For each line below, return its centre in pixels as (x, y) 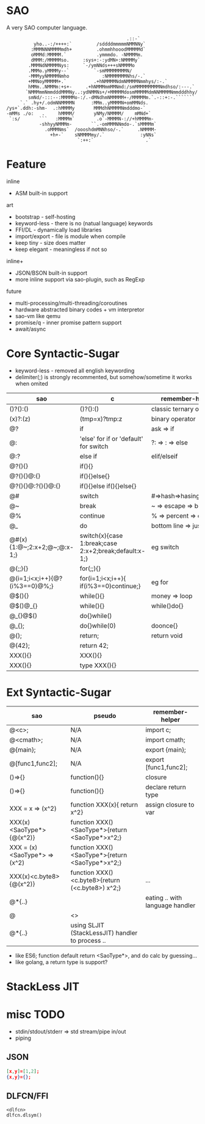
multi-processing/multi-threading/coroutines (71, 303)
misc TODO (36, 1015)
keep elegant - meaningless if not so (61, 249)
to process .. (88, 940)
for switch (94, 446)
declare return (166, 787)
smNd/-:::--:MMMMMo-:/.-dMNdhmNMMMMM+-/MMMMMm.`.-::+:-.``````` (112, 97)
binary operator (174, 419)
